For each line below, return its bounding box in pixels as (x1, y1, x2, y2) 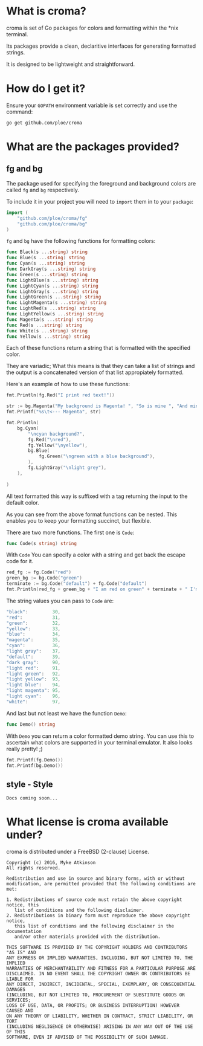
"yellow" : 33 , (6, 625, 61, 632)
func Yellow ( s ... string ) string (6, 334, 91, 340)
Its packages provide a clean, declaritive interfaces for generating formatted (6, 42, 196, 50)
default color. (6, 499, 39, 506)
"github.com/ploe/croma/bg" (17, 221, 88, 227)
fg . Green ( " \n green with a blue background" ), (38, 453, 155, 460)
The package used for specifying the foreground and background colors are (6, 179, 196, 187)
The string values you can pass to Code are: (6, 597, 114, 604)
